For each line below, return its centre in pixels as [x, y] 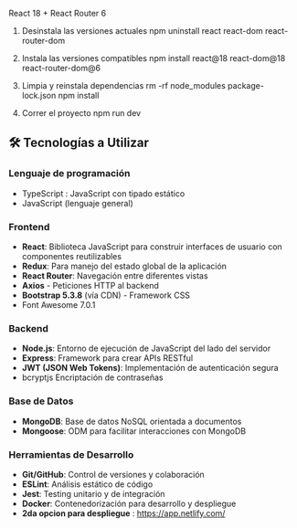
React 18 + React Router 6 [58, 13]
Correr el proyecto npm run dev [81, 113]
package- [245, 85]
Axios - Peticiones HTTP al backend [90, 285]
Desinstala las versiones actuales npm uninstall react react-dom [142, 31]
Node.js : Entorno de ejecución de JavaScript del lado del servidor [146, 348]
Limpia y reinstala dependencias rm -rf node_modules [123, 85]
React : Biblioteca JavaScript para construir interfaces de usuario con [152, 247]
